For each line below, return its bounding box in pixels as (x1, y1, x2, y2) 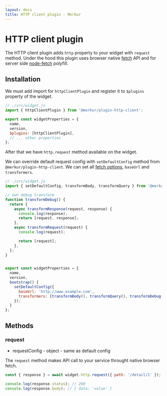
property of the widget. (5, 93, 53, 100)
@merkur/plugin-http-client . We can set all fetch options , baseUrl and (5, 164, 150, 170)
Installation (5, 75, 41, 83)
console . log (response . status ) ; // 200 (5, 381, 85, 387)
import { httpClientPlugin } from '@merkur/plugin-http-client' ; (5, 108, 143, 113)
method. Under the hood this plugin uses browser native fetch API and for (5, 55, 157, 61)
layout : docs (5, 7, 32, 12)
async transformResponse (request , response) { (14, 206, 112, 211)
